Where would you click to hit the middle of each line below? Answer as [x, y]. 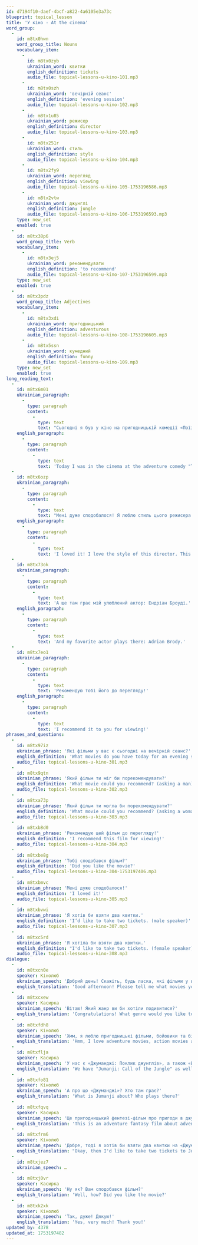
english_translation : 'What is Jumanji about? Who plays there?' [99, 1097]
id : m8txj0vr [33, 1178]
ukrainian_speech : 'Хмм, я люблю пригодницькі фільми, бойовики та [101, 1036]
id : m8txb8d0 [33, 828]
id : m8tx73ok [33, 565]
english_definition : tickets [63, 72]
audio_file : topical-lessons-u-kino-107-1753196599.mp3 [97, 275]
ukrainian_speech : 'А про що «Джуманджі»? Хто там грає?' [89, 1091]
